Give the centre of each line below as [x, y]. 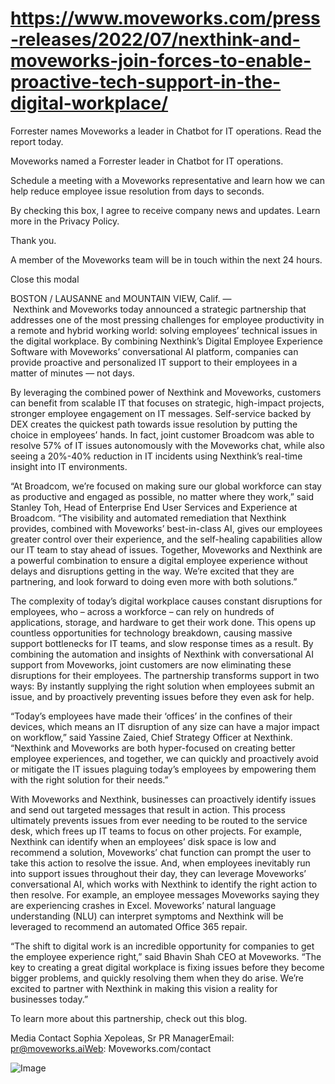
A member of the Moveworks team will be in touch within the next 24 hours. [166, 259]
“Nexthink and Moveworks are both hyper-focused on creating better [153, 748]
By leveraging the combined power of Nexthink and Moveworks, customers [166, 392]
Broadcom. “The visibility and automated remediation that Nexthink [148, 518]
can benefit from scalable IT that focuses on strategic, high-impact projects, [167, 403]
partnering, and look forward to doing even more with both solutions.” [154, 581]
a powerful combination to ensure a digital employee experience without [159, 560]
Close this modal [45, 279]
